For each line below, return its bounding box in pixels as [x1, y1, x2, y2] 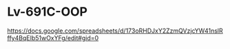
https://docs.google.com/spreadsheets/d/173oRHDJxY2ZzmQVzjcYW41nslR [7, 27, 223, 35]
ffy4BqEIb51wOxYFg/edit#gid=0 [7, 33, 99, 42]
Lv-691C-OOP [7, 4, 88, 20]
